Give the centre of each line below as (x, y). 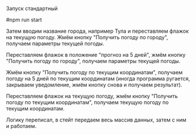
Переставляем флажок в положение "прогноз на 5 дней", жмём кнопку (96, 55)
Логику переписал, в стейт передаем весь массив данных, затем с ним (96, 120)
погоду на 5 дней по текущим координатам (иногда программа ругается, (98, 79)
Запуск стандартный (32, 8)
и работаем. (21, 126)
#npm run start (24, 20)
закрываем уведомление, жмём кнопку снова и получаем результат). (94, 85)
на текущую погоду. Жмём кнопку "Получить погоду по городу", (87, 37)
